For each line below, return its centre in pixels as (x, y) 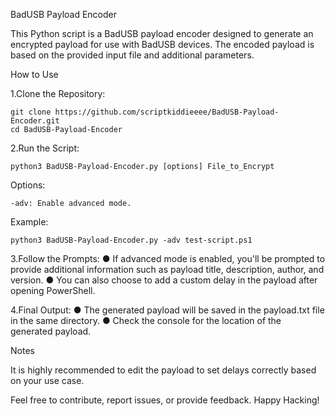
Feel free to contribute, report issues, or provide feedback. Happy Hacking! (165, 400)
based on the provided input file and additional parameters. (132, 55)
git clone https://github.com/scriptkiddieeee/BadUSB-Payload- (145, 112)
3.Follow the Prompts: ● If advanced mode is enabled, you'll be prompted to (168, 258)
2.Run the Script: (45, 148)
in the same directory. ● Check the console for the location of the (146, 320)
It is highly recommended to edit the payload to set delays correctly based (163, 370)
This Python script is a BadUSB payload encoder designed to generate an (162, 33)
